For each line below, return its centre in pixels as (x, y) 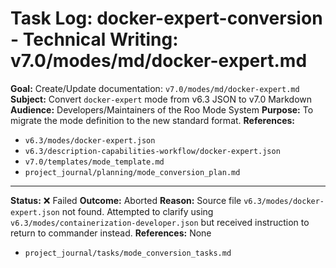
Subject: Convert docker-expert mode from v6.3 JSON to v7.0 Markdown (161, 99)
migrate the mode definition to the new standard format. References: (153, 120)
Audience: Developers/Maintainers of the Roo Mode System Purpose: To (162, 109)
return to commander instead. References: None (111, 233)
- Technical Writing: (94, 39)
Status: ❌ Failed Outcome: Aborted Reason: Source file (126, 200)
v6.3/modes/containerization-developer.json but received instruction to (160, 222)
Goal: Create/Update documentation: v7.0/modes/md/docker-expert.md (155, 88)
